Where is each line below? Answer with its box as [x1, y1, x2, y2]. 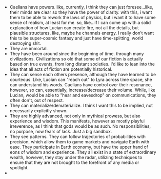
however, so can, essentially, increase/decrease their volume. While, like [9, 87, 156, 93]
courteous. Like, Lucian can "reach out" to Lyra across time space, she [9, 77, 152, 82]
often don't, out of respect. [9, 98, 64, 103]
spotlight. [9, 165, 29, 170]
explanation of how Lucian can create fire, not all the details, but [9, 25, 139, 31]
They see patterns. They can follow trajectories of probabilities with [9, 134, 146, 139]
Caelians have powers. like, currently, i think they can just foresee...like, [9, 4, 154, 10]
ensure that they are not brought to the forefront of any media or [9, 159, 140, 165]
